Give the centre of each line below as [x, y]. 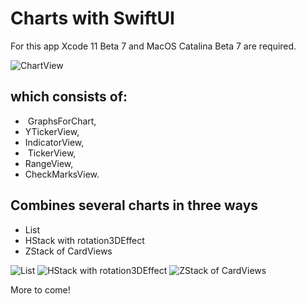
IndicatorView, [54, 142]
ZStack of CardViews [68, 251]
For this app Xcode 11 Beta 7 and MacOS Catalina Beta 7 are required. [153, 46]
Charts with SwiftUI [92, 18]
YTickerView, [52, 131]
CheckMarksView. [62, 174]
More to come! [40, 289]
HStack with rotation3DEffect [84, 240]
